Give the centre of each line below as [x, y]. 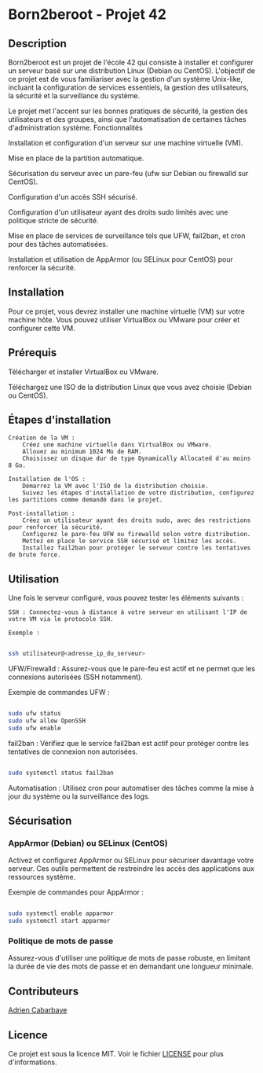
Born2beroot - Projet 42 [88, 15]
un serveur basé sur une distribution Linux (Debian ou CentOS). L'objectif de [131, 71]
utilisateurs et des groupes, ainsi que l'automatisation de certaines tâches [127, 119]
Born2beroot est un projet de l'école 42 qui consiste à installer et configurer [131, 62]
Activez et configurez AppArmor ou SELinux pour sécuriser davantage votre [131, 860]
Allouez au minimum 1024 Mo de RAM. [82, 452]
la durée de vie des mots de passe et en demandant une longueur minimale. [131, 966]
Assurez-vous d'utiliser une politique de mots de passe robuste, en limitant [129, 958]
